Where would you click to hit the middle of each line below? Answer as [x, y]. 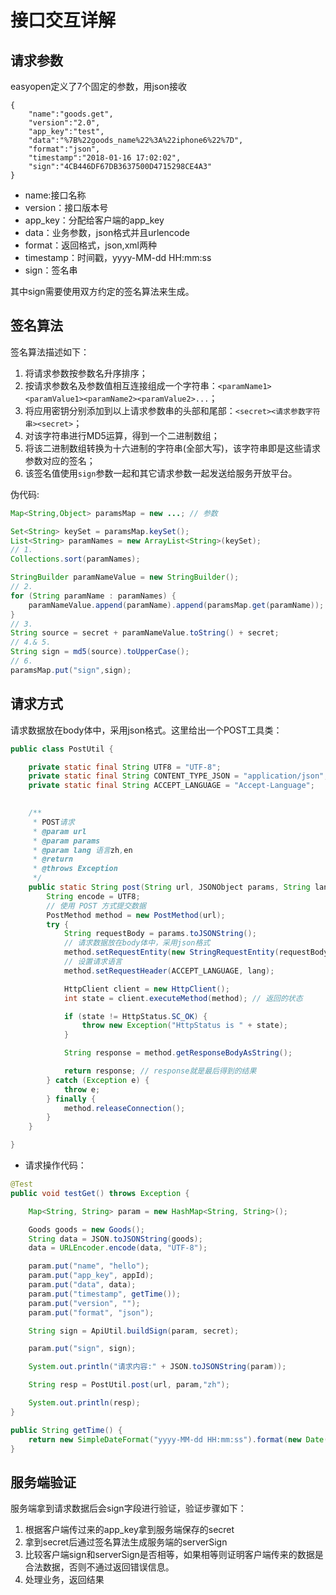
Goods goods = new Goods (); [86, 1229]
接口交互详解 [63, 20]
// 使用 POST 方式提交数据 [96, 906]
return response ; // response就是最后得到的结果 [160, 1071]
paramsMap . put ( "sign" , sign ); [71, 670]
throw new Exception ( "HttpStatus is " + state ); [184, 1026]
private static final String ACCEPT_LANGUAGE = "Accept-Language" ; [171, 786]
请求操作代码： [55, 1165]
